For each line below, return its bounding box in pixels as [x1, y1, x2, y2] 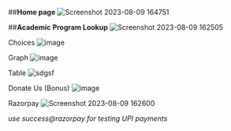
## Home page [8, 8, 56, 16]
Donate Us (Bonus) [8, 83, 70, 93]
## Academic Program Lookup [8, 23, 108, 31]
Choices [8, 38, 35, 47]
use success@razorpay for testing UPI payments [8, 114, 168, 123]
